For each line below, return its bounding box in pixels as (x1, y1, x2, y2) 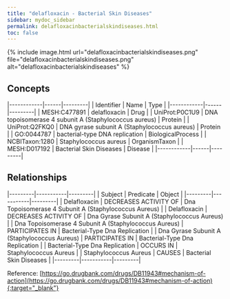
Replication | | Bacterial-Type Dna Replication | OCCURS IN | (7, 241, 178, 250)
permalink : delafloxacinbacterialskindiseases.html (7, 23, 158, 30)
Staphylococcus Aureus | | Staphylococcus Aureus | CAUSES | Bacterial (7, 248, 211, 256)
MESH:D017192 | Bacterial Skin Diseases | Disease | (7, 145, 154, 153)
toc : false (7, 29, 39, 36)
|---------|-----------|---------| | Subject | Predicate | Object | (7, 190, 183, 198)
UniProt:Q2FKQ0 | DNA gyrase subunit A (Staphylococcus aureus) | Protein (7, 123, 221, 131)
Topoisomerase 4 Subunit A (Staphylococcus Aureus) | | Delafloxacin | (7, 204, 208, 213)
